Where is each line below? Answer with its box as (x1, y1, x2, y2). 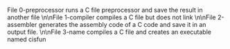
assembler (7, 21, 37, 28)
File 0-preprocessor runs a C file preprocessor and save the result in (7, 6, 203, 14)
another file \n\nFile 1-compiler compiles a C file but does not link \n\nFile (7, 13, 216, 21)
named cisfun (7, 35, 46, 43)
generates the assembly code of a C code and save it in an (38, 21, 206, 28)
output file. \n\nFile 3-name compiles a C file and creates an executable (7, 28, 211, 36)
